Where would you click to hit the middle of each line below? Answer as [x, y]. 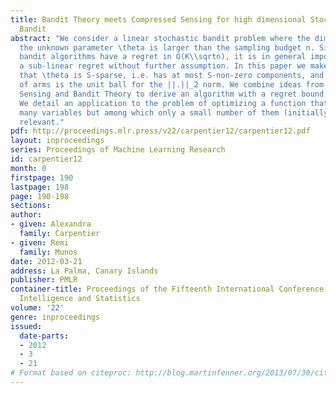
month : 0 [28, 168]
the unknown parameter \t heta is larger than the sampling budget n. [167, 47]
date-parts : [44, 336]
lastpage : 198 [40, 187]
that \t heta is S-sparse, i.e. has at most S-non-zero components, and [172, 76]
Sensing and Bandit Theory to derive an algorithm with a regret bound [172, 94]
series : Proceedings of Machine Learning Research [118, 150]
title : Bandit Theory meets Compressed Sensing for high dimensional [158, 19]
